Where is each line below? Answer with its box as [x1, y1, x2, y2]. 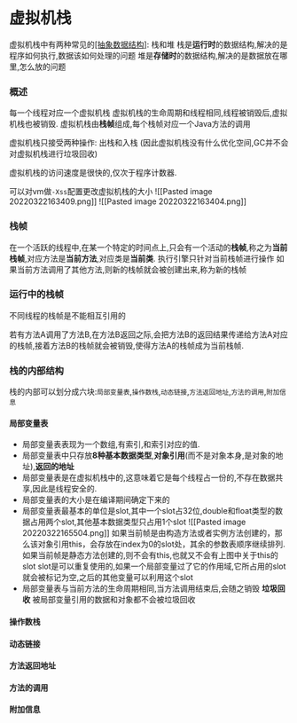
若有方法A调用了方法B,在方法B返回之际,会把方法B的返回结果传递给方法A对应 [9, 329, 288, 340]
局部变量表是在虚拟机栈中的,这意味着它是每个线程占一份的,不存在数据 [21, 472, 276, 483]
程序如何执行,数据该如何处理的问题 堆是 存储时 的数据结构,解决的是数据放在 [9, 50, 281, 60]
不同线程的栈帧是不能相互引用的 [9, 310, 126, 320]
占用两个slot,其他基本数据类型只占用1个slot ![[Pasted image [29, 516, 246, 528]
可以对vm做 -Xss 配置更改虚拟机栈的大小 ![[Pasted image [9, 186, 213, 197]
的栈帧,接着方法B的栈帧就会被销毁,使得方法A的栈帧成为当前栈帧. [9, 340, 244, 350]
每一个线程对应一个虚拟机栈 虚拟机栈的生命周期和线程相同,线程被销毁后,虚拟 [9, 107, 288, 118]
